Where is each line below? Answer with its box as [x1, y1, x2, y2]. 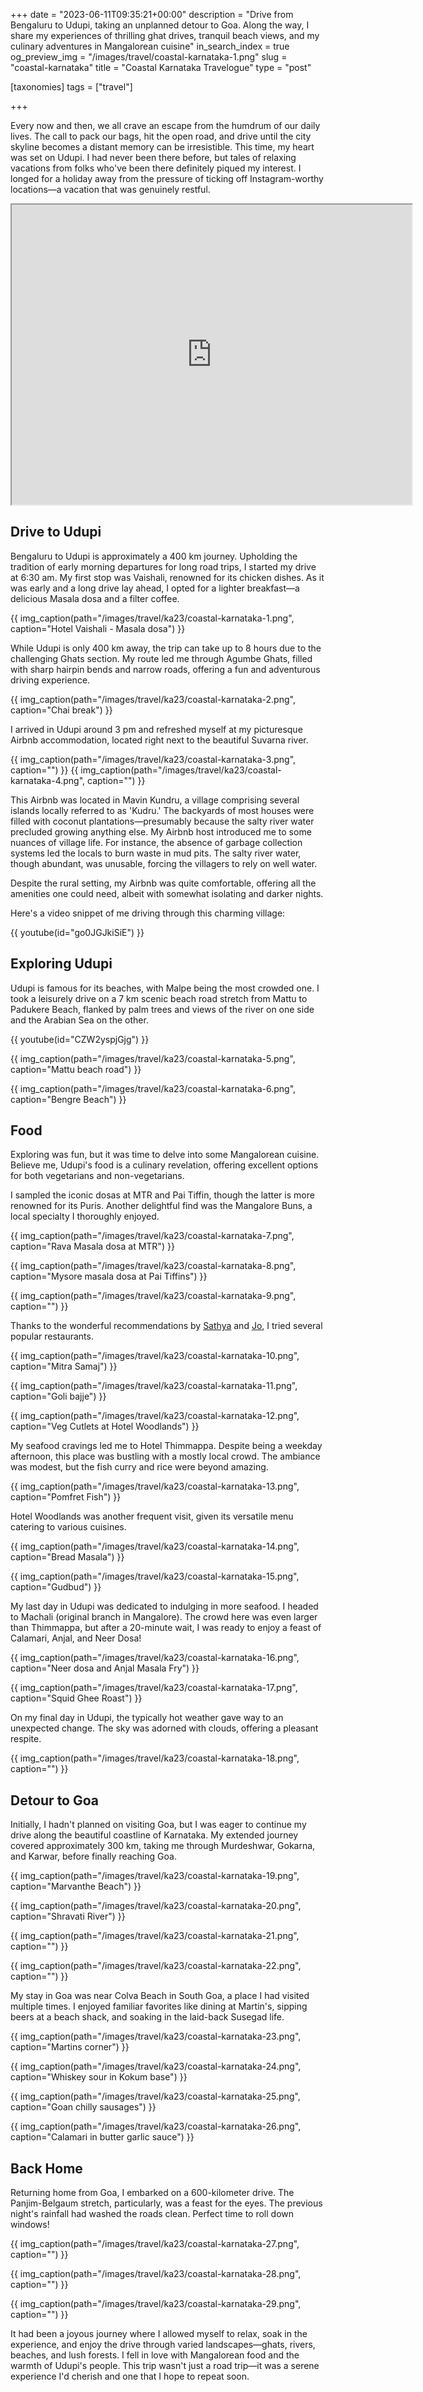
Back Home [10, 2160, 83, 2177]
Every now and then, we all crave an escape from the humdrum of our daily [10, 120, 321, 131]
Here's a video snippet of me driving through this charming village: [10, 907, 286, 919]
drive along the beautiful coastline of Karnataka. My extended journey [10, 1829, 299, 1841]
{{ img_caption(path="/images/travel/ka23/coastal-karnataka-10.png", [10, 1350, 300, 1362]
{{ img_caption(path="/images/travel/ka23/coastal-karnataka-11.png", [10, 1380, 298, 1392]
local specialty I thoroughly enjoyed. [10, 1210, 160, 1223]
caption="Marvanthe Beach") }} [10, 1880, 142, 1893]
